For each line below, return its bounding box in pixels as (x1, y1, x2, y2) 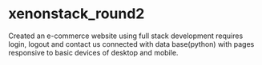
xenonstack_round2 (8, 5, 145, 23)
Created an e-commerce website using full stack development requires (8, 31, 244, 40)
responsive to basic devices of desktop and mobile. (8, 48, 179, 57)
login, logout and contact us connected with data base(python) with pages (8, 39, 255, 48)
